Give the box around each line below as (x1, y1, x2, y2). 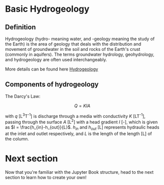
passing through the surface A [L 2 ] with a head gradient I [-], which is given (5, 118, 158, 125)
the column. (5, 136, 29, 141)
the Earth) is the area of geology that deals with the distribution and (5, 41, 141, 47)
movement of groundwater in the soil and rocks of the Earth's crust (5, 46, 141, 52)
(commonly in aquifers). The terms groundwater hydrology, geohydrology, (5, 51, 155, 57)
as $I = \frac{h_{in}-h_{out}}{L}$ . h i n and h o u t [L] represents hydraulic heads (5, 124, 160, 131)
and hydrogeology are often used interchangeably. (5, 57, 107, 62)
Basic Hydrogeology (5, 3, 90, 15)
